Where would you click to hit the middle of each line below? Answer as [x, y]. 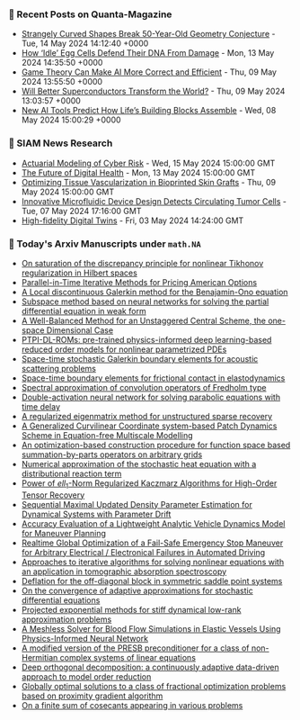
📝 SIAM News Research [61, 143]
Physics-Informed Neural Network [85, 638]
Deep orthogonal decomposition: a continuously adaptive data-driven [150, 667]
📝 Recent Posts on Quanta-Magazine [90, 14]
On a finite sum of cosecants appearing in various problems [132, 705]
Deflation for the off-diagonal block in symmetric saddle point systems [152, 580]
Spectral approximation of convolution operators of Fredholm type [144, 387]
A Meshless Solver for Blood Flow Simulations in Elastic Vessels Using [151, 628]
